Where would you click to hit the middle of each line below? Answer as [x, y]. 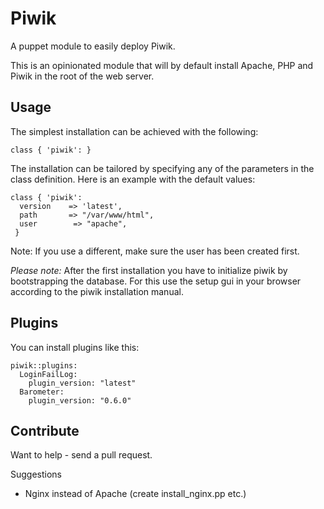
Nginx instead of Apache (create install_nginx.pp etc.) [135, 494]
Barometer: [42, 392]
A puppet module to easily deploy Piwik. [93, 46]
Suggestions [36, 474]
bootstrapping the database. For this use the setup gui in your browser [156, 281]
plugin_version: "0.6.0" [80, 400]
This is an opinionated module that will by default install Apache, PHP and [162, 65]
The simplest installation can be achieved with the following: [134, 131]
